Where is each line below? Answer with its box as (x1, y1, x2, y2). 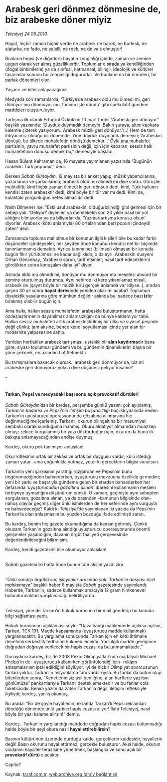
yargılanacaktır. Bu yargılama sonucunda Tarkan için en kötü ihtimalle (5, 633, 147, 639)
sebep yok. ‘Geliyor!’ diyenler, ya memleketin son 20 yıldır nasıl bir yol (5, 209, 148, 215)
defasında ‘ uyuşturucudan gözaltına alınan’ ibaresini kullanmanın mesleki (5, 484, 156, 490)
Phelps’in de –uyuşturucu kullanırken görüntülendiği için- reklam (5, 659, 137, 665)
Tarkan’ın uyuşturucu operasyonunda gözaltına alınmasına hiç (5, 413, 132, 419)
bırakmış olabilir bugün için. (5, 298, 62, 304)
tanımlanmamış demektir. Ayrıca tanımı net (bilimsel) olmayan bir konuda (5, 245, 154, 251)
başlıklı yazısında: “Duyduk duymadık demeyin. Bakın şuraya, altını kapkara (5, 122, 160, 128)
